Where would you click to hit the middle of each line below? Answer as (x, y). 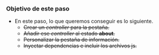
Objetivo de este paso (38, 9)
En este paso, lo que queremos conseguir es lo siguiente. (84, 21)
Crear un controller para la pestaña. (66, 27)
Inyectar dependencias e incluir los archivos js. (80, 46)
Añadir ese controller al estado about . (69, 34)
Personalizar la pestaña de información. (71, 40)
